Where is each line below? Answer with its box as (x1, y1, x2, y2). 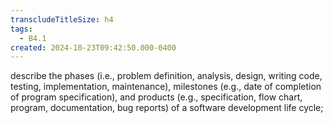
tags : (10, 24, 33, 34)
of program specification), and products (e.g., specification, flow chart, (10, 91, 303, 103)
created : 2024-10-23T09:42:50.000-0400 (10, 42, 177, 53)
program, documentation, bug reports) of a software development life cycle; (10, 102, 324, 114)
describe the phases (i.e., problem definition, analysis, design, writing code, (10, 70, 323, 82)
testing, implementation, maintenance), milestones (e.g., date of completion (10, 81, 322, 93)
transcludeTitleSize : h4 (10, 14, 114, 25)
